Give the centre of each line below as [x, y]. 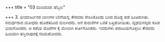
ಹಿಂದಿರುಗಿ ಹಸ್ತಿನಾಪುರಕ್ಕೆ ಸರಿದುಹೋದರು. [34, 34]
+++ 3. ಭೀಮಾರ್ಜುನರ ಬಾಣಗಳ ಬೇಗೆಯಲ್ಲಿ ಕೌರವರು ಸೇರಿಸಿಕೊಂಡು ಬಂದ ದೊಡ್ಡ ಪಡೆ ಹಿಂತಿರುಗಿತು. [77, 17]
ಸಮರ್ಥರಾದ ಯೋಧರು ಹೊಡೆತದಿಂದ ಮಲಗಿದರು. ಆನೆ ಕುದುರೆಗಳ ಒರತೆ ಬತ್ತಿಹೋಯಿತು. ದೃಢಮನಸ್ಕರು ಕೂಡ [82, 22]
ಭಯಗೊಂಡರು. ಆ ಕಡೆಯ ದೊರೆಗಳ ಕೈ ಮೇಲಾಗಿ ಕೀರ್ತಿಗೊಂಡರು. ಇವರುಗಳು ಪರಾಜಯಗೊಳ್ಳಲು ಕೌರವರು [80, 28]
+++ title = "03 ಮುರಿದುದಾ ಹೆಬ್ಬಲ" [35, 7]
